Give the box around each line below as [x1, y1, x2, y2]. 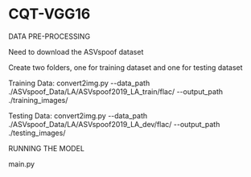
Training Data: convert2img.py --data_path [8, 78, 150, 88]
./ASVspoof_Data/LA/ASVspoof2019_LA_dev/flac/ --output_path [8, 119, 220, 129]
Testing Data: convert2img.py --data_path [8, 110, 148, 121]
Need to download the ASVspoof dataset [8, 47, 144, 56]
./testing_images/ [8, 128, 66, 138]
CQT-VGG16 [8, 5, 91, 23]
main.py [8, 158, 35, 169]
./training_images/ [8, 95, 68, 105]
